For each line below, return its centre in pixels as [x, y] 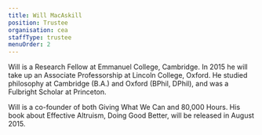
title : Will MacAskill [45, 15]
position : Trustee [38, 23]
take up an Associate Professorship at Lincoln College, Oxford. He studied [128, 75]
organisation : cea [38, 30]
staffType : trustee [40, 37]
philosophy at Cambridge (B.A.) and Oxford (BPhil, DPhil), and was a [118, 84]
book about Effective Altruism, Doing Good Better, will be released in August [131, 115]
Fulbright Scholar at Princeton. [58, 92]
